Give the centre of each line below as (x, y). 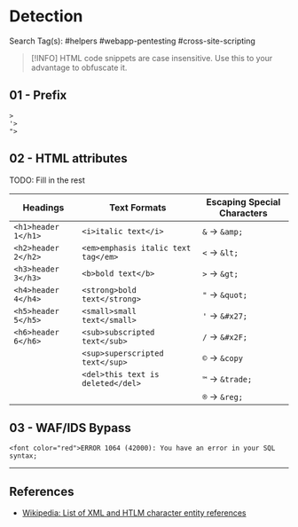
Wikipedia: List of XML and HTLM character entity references (134, 513)
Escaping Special (243, 201)
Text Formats (138, 208)
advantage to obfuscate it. (79, 67)
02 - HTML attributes (69, 158)
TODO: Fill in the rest (47, 180)
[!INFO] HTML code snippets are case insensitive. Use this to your (152, 58)
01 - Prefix (38, 95)
